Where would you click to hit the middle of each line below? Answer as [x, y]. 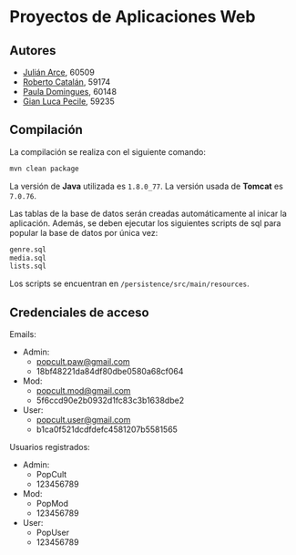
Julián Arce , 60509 [59, 72]
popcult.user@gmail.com [83, 420]
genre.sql [28, 249]
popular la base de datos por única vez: [84, 232]
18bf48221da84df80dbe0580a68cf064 [110, 372]
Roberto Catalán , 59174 [66, 82]
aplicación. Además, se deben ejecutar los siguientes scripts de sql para [145, 223]
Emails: [23, 334]
